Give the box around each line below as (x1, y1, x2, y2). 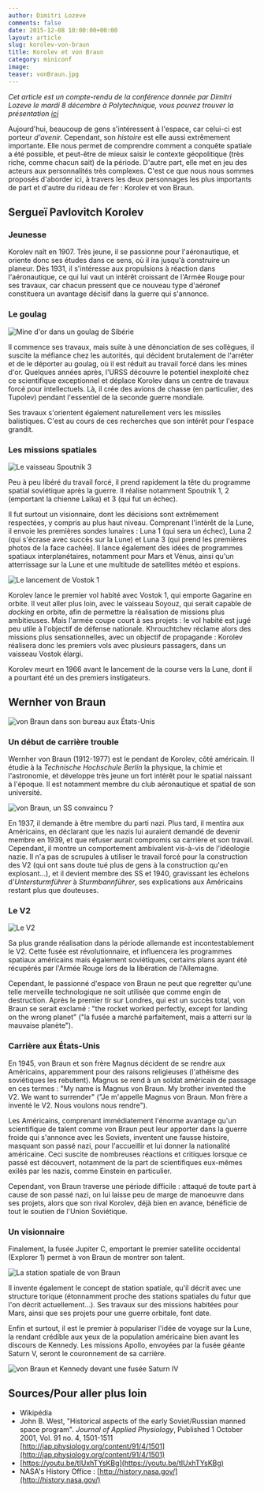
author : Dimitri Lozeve (8, 11, 87, 20)
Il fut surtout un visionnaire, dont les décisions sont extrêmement (8, 509, 219, 519)
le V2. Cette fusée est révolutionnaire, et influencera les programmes (8, 947, 232, 956)
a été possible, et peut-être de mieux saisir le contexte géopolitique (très (8, 149, 244, 159)
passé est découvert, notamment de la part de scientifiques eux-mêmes (8, 1157, 243, 1167)
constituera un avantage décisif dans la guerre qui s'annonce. (8, 289, 210, 298)
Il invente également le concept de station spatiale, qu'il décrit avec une (8, 1283, 242, 1292)
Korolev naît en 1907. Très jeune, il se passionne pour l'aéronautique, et (8, 247, 239, 257)
